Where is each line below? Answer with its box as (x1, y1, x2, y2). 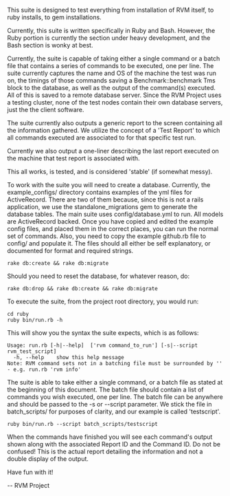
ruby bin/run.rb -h (7, 316, 63, 323)
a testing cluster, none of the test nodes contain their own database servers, (7, 98, 223, 106)
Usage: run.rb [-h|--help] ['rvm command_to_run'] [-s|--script (7, 342, 198, 349)
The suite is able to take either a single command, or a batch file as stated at (7, 378, 223, 386)
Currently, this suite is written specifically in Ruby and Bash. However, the (7, 27, 216, 34)
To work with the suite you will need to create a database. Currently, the (7, 181, 211, 188)
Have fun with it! (7, 468, 54, 476)
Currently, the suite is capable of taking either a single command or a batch (7, 54, 220, 63)
